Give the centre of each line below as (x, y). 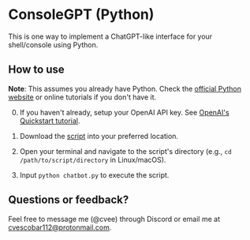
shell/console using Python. (53, 44)
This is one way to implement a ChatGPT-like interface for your (110, 36)
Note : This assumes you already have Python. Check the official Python (125, 88)
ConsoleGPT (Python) (81, 15)
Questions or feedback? (69, 200)
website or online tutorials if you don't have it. (82, 97)
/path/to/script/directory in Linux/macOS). (93, 159)
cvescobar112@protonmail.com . (60, 227)
